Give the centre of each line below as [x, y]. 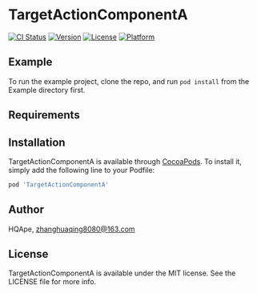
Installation [37, 142]
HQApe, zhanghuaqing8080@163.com [72, 229]
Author [26, 210]
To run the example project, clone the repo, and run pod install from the [129, 81]
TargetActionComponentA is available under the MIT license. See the [122, 273]
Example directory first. [47, 90]
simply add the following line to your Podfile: [81, 170]
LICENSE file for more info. [52, 282]
